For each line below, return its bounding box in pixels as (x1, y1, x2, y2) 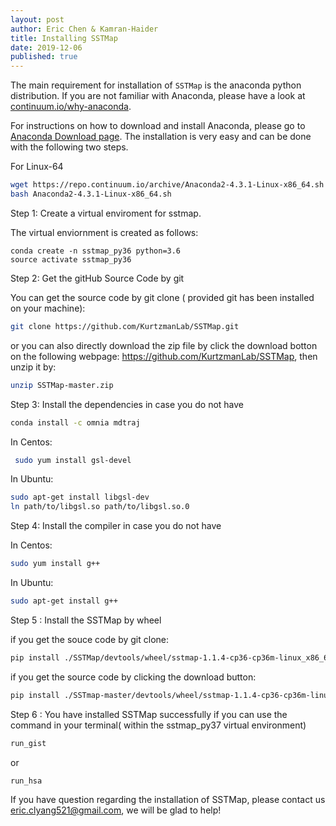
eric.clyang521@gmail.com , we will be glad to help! (10, 804, 222, 816)
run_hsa (10, 776, 43, 786)
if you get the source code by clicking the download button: (10, 671, 257, 683)
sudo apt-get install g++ (10, 596, 118, 606)
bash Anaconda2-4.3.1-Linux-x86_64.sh (10, 189, 172, 199)
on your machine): (10, 302, 86, 314)
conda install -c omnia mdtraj (10, 417, 141, 428)
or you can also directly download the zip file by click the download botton (10, 339, 318, 351)
